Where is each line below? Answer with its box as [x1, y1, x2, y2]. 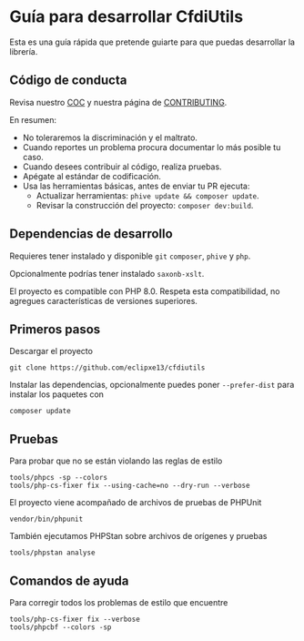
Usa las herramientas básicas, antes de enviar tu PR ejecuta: [22, 180, 250, 191]
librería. [9, 46, 38, 56]
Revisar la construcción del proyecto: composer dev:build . [35, 199, 254, 210]
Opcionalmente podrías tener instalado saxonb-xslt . [9, 268, 205, 279]
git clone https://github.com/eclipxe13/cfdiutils [9, 363, 206, 372]
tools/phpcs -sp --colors [9, 473, 107, 483]
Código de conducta [9, 73, 127, 88]
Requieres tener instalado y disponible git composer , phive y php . [9, 250, 251, 261]
